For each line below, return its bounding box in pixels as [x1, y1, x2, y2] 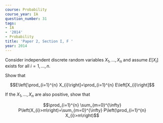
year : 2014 [5, 43, 27, 48]
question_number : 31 [5, 16, 47, 21]
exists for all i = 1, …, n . [5, 63, 50, 69]
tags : [5, 20, 16, 26]
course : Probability [5, 7, 47, 12]
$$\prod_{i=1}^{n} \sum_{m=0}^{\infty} [43, 102, 121, 108]
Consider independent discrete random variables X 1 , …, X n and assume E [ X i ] [5, 57, 159, 64]
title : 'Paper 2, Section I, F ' [5, 39, 73, 44]
